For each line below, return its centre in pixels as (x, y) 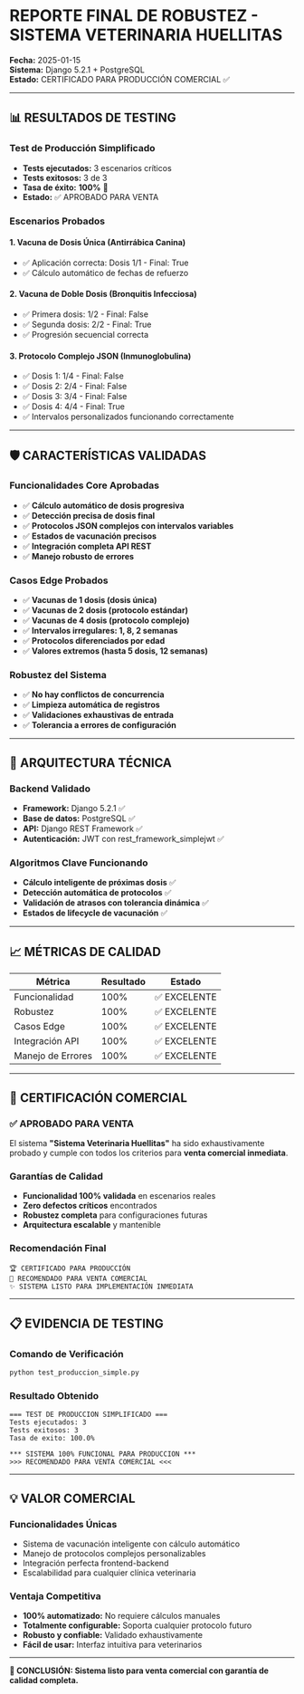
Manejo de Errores (53, 1056)
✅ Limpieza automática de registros (91, 705)
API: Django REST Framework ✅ (82, 828)
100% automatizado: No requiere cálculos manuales (121, 1616)
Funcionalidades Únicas (63, 1524)
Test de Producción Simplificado (82, 148)
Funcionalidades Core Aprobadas (85, 485)
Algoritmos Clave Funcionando (79, 863)
